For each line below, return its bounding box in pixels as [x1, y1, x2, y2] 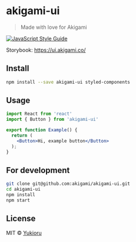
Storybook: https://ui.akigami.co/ [6, 46, 86, 54]
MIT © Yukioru [6, 229, 42, 236]
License [6, 214, 36, 224]
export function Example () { [6, 127, 78, 133]
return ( [11, 132, 33, 139]
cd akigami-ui [6, 187, 41, 193]
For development [6, 165, 70, 175]
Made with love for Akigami [20, 24, 87, 31]
